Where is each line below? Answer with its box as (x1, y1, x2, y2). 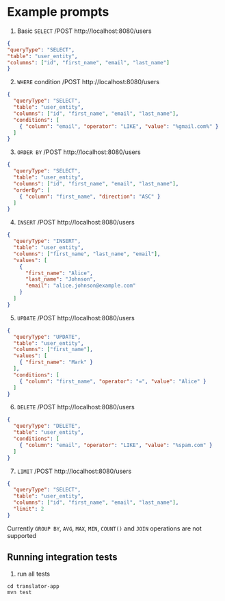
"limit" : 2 (13, 506, 44, 513)
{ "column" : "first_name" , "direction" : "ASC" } (19, 193, 161, 200)
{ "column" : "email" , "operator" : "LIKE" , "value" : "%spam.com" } (19, 442, 213, 448)
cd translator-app (7, 583, 59, 589)
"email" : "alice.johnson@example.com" (25, 282, 136, 290)
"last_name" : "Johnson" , (25, 276, 96, 283)
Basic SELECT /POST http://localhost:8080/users (16, 27, 152, 35)
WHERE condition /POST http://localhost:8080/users (16, 78, 159, 86)
